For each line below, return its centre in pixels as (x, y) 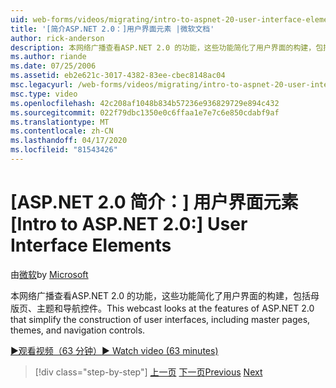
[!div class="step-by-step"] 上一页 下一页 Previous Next (148, 372)
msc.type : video (44, 94)
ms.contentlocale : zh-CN (62, 131)
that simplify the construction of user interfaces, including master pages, (160, 319)
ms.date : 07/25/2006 (53, 66)
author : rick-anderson (57, 38)
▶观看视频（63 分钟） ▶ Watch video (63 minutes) (114, 350)
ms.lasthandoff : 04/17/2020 (69, 141)
